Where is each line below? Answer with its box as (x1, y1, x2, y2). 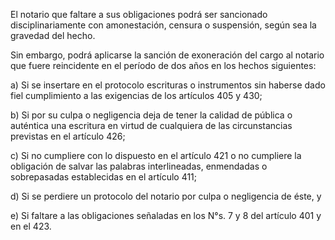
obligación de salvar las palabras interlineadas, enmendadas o (10, 160, 268, 172)
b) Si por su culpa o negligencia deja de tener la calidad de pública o (10, 109, 293, 121)
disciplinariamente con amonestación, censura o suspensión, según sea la (10, 19, 317, 31)
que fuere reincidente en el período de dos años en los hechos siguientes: (10, 60, 317, 71)
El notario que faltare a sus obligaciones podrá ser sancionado (10, 9, 268, 20)
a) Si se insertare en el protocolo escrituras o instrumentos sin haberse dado (10, 79, 326, 91)
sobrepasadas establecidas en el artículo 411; (10, 171, 198, 183)
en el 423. (10, 220, 52, 232)
